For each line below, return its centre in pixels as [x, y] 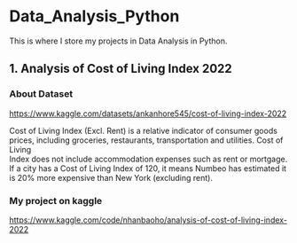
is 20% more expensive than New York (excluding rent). [111, 177]
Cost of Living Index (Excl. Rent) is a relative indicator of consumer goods [143, 130]
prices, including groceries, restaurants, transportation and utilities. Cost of [146, 140]
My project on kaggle [56, 200]
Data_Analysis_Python [94, 16]
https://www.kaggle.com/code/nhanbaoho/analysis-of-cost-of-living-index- [148, 220]
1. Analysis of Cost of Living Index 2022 [121, 69]
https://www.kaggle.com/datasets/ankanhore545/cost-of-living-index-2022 [148, 114]
